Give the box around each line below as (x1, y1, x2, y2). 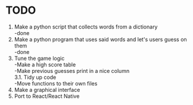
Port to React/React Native (14, 93, 80, 100)
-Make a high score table (14, 61, 76, 68)
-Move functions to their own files (14, 79, 98, 87)
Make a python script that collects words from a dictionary (14, 23, 158, 30)
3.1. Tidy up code (14, 74, 57, 81)
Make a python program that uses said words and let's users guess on (14, 36, 187, 43)
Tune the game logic (14, 55, 65, 62)
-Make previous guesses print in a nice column (14, 67, 130, 74)
